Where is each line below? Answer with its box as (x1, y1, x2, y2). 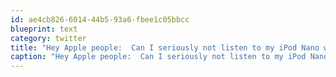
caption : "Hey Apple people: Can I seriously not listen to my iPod (10, 52, 307, 62)
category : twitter (10, 33, 87, 43)
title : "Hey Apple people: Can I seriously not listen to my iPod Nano (10, 42, 320, 53)
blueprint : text (10, 24, 78, 34)
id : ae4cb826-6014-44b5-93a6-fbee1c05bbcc (10, 14, 190, 25)
